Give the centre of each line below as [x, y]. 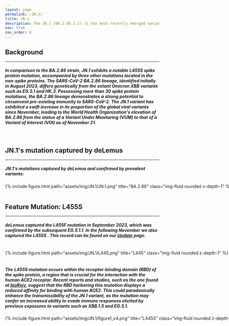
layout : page [18, 10]
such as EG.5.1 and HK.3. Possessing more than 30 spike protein [72, 91]
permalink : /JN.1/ [24, 14]
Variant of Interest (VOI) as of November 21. [51, 123]
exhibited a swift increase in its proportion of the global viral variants [77, 107]
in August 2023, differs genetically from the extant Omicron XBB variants [81, 86]
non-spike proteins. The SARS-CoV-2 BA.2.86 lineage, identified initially [80, 81]
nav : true [15, 28]
